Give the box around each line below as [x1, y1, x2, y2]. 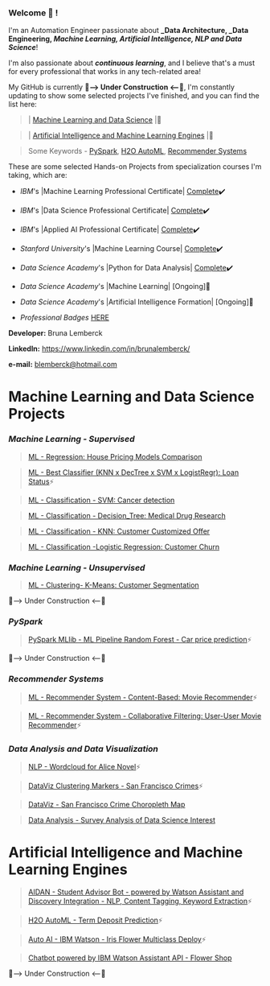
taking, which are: [8, 171, 67, 180]
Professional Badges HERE [19, 313, 110, 323]
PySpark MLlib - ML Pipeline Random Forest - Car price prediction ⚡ [27, 635, 252, 645]
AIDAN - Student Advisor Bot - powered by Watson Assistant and [27, 887, 244, 897]
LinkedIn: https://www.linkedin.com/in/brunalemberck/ [8, 344, 190, 353]
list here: [8, 100, 38, 109]
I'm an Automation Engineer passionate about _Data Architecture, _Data [8, 26, 249, 35]
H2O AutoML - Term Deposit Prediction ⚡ [27, 915, 163, 925]
